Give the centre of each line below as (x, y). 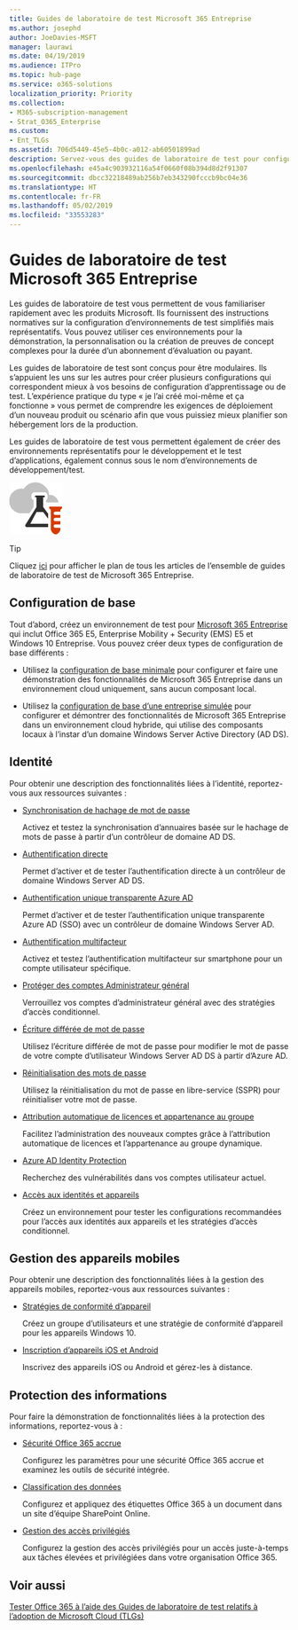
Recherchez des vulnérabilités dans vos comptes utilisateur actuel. (144, 1177)
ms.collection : (37, 103)
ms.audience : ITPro (45, 66)
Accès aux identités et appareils (81, 1195)
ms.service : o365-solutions (61, 84)
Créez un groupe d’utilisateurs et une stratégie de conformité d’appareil (153, 1324)
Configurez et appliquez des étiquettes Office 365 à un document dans (152, 1504)
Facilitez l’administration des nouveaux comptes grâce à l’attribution (146, 1133)
